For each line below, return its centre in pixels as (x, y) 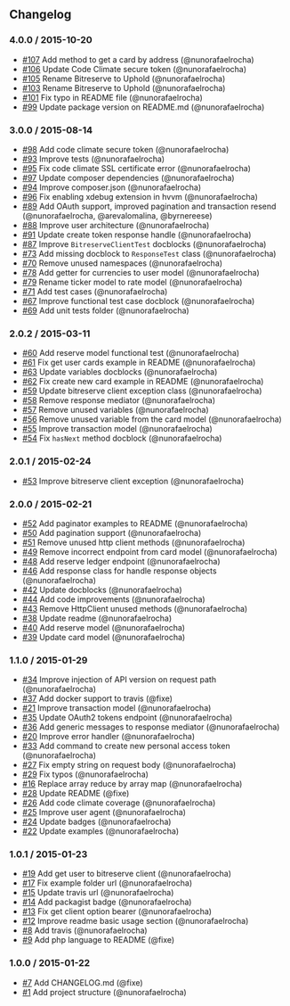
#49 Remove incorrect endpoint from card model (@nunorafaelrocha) (149, 551)
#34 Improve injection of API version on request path (119, 680)
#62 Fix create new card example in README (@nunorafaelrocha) (143, 382)
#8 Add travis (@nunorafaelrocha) (85, 930)
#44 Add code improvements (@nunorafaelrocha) (114, 599)
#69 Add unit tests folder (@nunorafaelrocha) (105, 310)
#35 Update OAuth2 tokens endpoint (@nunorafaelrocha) (127, 718)
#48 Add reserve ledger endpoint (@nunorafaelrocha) (121, 561)
